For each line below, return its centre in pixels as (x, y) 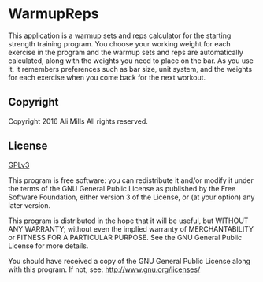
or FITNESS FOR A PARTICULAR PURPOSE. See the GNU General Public (125, 237)
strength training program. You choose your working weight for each (119, 43)
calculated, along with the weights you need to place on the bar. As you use (131, 61)
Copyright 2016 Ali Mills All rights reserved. (78, 121)
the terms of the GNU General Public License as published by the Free (122, 188)
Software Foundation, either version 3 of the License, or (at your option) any (131, 197)
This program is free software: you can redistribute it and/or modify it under (131, 180)
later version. (30, 205)
